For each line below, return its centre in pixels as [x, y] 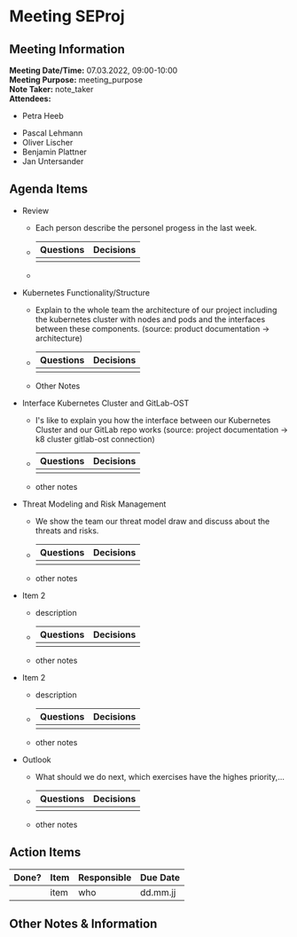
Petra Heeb [43, 116]
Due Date [160, 878]
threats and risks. [67, 531]
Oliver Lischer [47, 142]
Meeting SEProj [67, 16]
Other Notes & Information [83, 924]
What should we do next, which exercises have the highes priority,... [160, 776]
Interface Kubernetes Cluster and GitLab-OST [106, 403]
